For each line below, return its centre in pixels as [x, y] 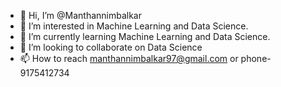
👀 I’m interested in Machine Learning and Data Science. [134, 26]
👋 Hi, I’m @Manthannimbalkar [80, 15]
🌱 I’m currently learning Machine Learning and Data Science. [145, 36]
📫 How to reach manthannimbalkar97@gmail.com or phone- [145, 58]
